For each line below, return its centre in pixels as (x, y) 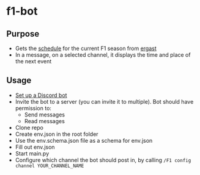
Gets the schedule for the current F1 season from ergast (86, 48)
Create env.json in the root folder (57, 134)
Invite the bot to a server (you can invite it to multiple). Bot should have (104, 101)
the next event (33, 61)
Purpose (23, 34)
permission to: (33, 108)
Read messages (45, 121)
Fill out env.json (35, 147)
